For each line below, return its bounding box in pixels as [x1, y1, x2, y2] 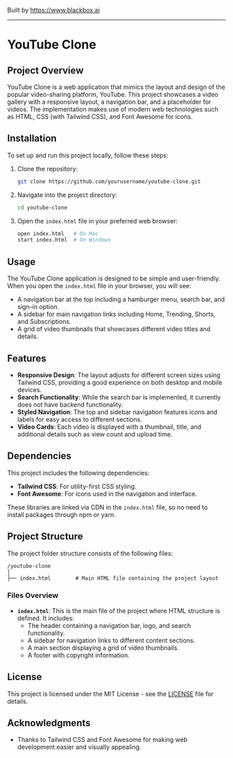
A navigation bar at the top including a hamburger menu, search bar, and [17, 295, 225, 303]
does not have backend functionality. [17, 400, 123, 409]
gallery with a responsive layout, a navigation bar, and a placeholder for [7, 97, 212, 106]
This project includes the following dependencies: [7, 468, 150, 477]
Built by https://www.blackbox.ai [7, 6, 101, 14]
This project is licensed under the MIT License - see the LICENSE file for [7, 689, 214, 698]
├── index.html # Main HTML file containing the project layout [7, 574, 218, 582]
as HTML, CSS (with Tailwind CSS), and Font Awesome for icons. [7, 113, 193, 120]
